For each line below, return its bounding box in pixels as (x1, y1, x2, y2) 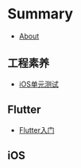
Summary (7, 5, 73, 23)
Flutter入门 (18, 125, 55, 134)
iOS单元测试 (18, 79, 59, 89)
